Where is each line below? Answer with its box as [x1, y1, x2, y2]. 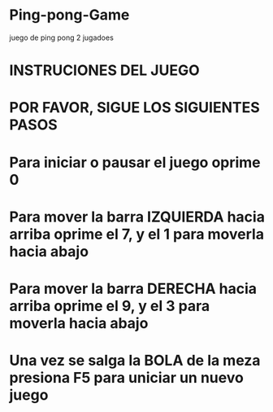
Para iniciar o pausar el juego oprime [9, 153, 261, 172]
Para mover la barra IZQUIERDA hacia [9, 208, 265, 226]
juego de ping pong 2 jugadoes [9, 33, 115, 42]
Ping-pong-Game [9, 6, 130, 24]
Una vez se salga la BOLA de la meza [9, 352, 261, 370]
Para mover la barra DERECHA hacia [9, 279, 258, 298]
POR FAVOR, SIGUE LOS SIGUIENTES [9, 99, 261, 117]
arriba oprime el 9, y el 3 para [9, 296, 210, 315]
